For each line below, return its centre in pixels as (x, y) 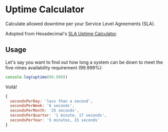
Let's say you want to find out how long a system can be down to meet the (84, 62)
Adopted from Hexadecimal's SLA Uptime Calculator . (61, 33)
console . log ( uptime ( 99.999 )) (36, 77)
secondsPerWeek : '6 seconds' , (42, 106)
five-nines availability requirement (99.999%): (54, 67)
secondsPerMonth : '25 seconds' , (45, 111)
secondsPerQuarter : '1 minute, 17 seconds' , (58, 116)
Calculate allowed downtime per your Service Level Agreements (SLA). (80, 24)
